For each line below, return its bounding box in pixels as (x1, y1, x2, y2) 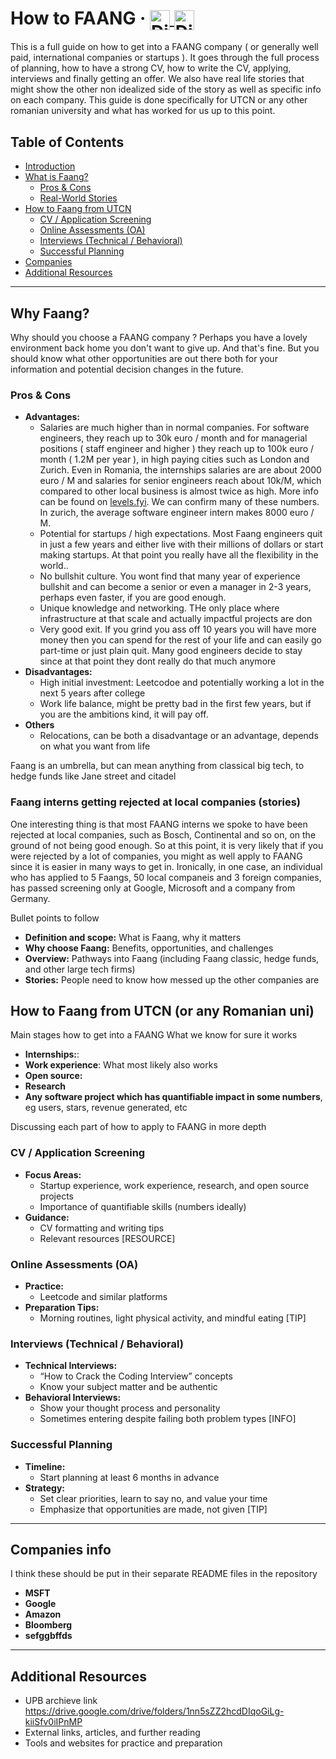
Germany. (10, 892, 51, 904)
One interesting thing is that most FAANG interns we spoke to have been (10, 818, 308, 830)
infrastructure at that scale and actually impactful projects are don (39, 613, 313, 625)
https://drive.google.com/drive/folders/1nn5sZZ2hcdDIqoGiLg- (24, 1705, 285, 1717)
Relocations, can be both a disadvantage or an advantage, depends (39, 730, 319, 742)
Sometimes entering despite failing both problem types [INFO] (39, 1413, 297, 1425)
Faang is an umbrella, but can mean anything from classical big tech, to (10, 760, 305, 772)
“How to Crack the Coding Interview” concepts (39, 1370, 233, 1382)
